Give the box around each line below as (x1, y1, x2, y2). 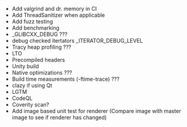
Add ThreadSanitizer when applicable (11, 11, 105, 19)
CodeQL (11, 94, 33, 102)
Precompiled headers (11, 57, 65, 63)
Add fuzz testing (11, 18, 53, 25)
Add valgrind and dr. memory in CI (11, 5, 97, 12)
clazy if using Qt (11, 82, 53, 89)
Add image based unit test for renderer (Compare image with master (11, 108, 182, 114)
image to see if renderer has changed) (11, 114, 107, 121)
